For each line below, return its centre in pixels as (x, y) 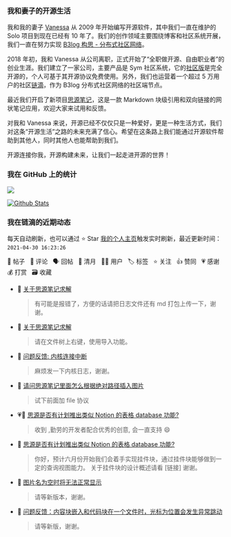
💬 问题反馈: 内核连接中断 (52, 356)
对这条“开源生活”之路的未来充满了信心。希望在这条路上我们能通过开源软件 (113, 132)
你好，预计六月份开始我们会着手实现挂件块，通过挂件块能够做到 (125, 459)
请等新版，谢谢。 (59, 526)
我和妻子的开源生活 (39, 10)
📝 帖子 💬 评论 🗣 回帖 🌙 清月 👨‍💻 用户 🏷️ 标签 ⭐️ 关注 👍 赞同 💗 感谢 (113, 261)
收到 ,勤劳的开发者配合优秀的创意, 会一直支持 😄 (102, 429)
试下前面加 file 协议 (62, 400)
